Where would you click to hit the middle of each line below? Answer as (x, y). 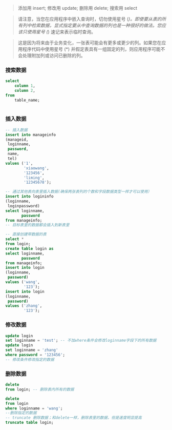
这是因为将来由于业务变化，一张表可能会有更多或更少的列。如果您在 (90, 43)
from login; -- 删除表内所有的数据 (40, 389)
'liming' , (34, 178)
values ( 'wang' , (23, 282)
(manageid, (17, 140)
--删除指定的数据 (21, 413)
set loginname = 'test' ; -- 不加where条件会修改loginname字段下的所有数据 (81, 341)
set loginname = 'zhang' (32, 350)
